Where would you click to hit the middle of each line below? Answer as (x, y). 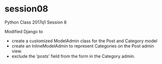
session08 (27, 9)
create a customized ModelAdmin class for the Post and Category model (84, 41)
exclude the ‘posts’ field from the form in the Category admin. (73, 56)
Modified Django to (24, 31)
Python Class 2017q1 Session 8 (36, 22)
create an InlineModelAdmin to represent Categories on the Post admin (83, 46)
